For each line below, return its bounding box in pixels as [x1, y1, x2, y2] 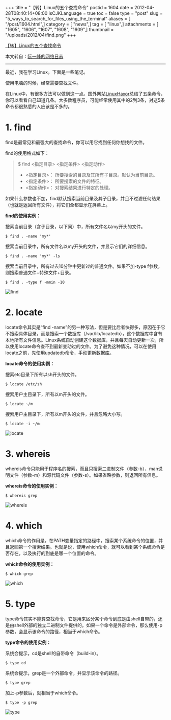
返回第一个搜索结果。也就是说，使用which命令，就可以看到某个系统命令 [9, 544, 161, 550]
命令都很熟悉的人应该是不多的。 [5, 104, 72, 109]
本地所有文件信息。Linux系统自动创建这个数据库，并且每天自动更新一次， [5, 337, 159, 343]
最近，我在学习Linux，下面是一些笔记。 [5, 69, 88, 75]
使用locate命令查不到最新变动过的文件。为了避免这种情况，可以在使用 [9, 343, 157, 349]
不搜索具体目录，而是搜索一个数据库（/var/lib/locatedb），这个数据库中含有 [5, 330, 163, 336]
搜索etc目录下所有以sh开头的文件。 [5, 371, 80, 377]
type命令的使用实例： [5, 639, 51, 645]
